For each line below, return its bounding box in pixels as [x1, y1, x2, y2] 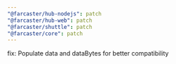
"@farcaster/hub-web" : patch [7, 17, 93, 24]
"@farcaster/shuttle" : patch [7, 23, 93, 30]
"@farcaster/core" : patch [7, 30, 83, 37]
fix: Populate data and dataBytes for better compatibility [7, 49, 169, 58]
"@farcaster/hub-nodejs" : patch [7, 10, 102, 18]
